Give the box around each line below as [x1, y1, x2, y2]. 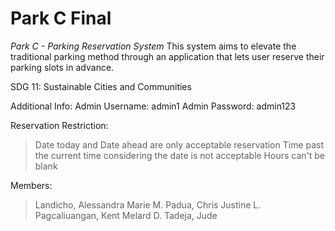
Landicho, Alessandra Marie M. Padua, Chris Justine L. [34, 198, 262, 211]
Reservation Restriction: [10, 119, 109, 131]
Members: [10, 179, 53, 191]
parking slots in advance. [10, 61, 115, 73]
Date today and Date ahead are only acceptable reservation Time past [34, 138, 325, 151]
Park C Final [10, 7, 112, 30]
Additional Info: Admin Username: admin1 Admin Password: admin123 [10, 100, 297, 112]
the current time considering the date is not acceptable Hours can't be [34, 149, 326, 161]
